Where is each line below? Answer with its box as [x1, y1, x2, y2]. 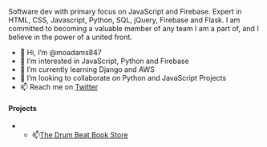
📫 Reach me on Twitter [19, 82, 99, 91]
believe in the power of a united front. [8, 32, 132, 42]
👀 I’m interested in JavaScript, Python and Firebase [19, 56, 190, 66]
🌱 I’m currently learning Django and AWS [19, 65, 155, 74]
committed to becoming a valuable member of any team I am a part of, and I [8, 24, 259, 33]
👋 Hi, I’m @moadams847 [19, 48, 102, 57]
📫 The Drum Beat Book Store [31, 130, 128, 140]
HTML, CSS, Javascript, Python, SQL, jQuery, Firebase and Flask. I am [8, 15, 241, 25]
